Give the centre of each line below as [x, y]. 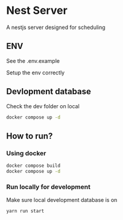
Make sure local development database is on [62, 200]
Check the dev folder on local [43, 106]
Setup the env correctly [36, 73]
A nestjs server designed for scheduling [56, 27]
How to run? [30, 136]
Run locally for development [48, 187]
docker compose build [33, 166]
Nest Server [37, 11]
